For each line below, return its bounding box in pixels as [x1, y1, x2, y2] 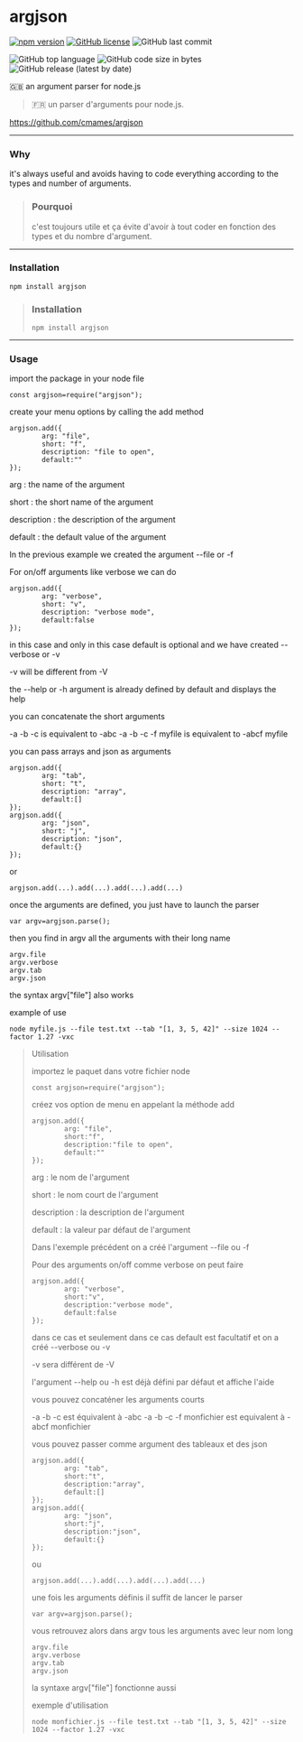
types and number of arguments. [9, 178, 133, 189]
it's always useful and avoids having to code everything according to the [9, 169, 280, 180]
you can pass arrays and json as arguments [9, 746, 171, 757]
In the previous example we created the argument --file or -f [9, 549, 234, 561]
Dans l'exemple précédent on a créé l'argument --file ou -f [31, 1242, 250, 1253]
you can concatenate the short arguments [9, 711, 165, 722]
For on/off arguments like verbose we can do [9, 567, 177, 578]
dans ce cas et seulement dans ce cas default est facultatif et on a [31, 1332, 280, 1343]
